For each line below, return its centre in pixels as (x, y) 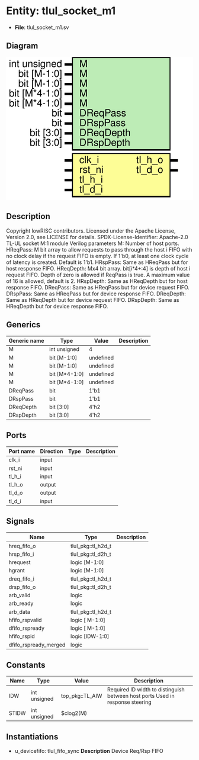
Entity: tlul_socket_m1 (61, 11)
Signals (20, 521)
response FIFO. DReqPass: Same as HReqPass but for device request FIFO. (98, 287)
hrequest (20, 562)
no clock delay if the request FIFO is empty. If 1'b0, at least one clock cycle (97, 256)
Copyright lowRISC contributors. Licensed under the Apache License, (91, 231)
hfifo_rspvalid (25, 620)
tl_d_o (16, 493)
